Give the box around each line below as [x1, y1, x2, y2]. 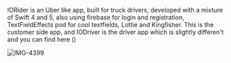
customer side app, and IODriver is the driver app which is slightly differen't [7, 28, 224, 36]
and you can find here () [7, 35, 77, 44]
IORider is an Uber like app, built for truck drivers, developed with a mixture [7, 6, 223, 14]
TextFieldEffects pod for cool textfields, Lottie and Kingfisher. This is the [7, 21, 214, 28]
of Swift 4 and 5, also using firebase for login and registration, [7, 13, 184, 21]
